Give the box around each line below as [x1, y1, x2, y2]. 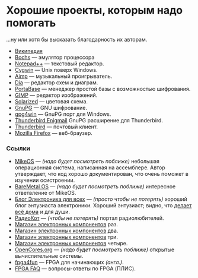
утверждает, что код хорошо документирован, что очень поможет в [14, 170, 189, 178]
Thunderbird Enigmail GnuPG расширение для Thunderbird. [14, 116, 163, 124]
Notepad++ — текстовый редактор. [14, 60, 104, 67]
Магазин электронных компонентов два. [14, 227, 119, 235]
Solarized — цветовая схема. [14, 97, 88, 105]
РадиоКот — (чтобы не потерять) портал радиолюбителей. [14, 214, 164, 222]
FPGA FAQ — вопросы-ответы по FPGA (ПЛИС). [14, 265, 136, 272]
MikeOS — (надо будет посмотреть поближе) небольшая [14, 158, 160, 165]
